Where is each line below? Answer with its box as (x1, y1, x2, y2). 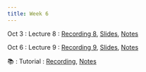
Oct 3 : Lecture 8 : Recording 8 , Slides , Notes (7, 29, 139, 38)
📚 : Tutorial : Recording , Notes (7, 57, 97, 65)
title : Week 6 (7, 10, 49, 17)
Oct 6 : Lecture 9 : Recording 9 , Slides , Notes (7, 43, 139, 51)
